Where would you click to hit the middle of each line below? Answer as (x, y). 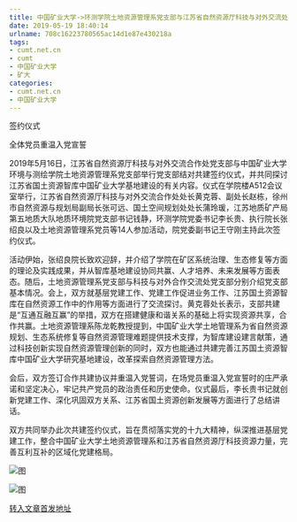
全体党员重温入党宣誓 (48, 145)
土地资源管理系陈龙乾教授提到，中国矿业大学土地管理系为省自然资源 (164, 326)
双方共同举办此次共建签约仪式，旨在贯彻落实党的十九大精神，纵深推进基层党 (148, 430)
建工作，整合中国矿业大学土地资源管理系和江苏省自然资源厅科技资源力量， (145, 441)
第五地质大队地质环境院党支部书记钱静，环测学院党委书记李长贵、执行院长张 (148, 219)
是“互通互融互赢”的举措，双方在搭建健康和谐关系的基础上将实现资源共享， (145, 315)
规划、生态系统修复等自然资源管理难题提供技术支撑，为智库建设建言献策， (145, 337)
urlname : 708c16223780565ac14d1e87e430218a (91, 34)
